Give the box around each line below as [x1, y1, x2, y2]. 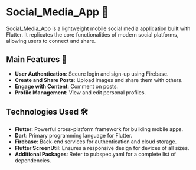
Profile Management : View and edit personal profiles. [14, 89, 146, 96]
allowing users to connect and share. [6, 37, 96, 44]
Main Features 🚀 [6, 54, 67, 64]
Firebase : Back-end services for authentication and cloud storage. [14, 138, 177, 145]
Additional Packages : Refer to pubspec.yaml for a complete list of [14, 151, 176, 158]
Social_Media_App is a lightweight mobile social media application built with [6, 25, 191, 32]
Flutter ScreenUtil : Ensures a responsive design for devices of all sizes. [14, 144, 190, 151]
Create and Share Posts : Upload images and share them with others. [14, 76, 183, 83]
